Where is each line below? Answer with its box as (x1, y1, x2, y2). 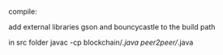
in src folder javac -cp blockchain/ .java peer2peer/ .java (8, 37, 194, 47)
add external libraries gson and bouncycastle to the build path (8, 22, 216, 31)
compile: (8, 7, 38, 16)
